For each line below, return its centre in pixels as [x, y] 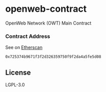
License [18, 72]
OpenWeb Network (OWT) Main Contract [48, 23]
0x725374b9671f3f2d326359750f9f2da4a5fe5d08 [53, 57]
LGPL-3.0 [15, 85]
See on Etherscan [24, 48]
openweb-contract [46, 9]
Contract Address [28, 36]
